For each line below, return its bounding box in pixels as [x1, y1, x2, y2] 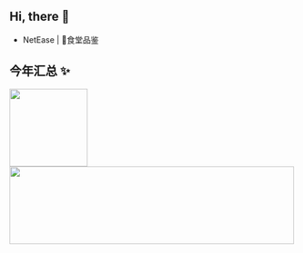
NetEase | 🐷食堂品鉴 [22, 34, 99, 45]
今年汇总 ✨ [9, 63, 71, 79]
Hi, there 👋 [9, 9, 70, 24]
